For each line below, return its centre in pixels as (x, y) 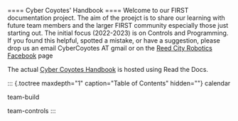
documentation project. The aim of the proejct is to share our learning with (116, 18)
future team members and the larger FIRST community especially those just (118, 25)
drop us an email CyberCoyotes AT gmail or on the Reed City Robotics (110, 48)
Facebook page (30, 56)
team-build (23, 97)
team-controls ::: (32, 111)
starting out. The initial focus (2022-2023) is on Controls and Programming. (118, 33)
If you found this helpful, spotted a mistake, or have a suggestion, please (114, 41)
